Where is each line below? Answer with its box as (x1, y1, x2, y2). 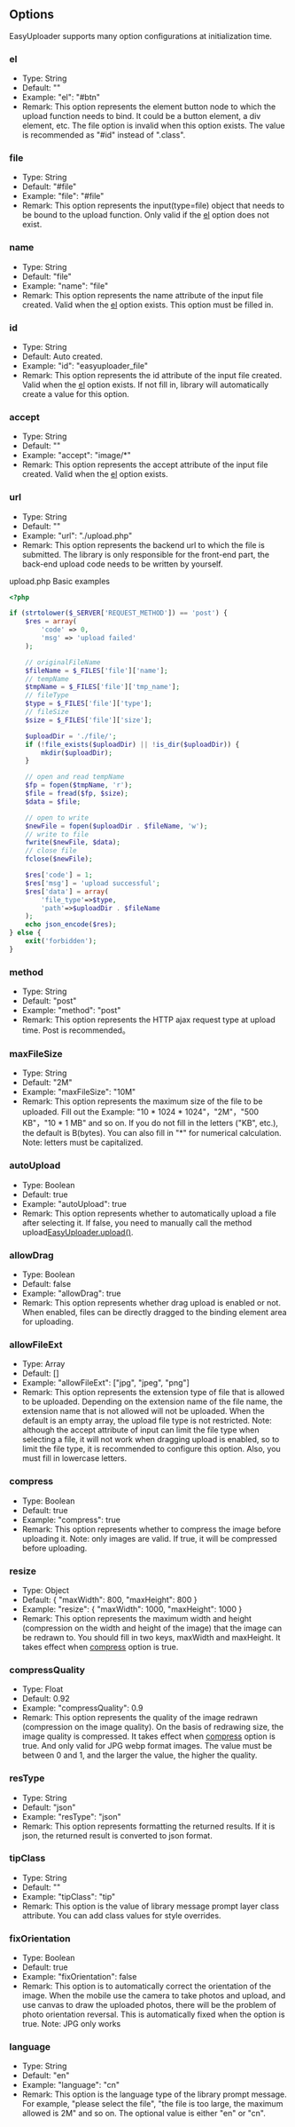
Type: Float (21, 1684, 64, 1694)
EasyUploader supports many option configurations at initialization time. (9, 30, 273, 41)
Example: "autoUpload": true (21, 1198, 127, 1209)
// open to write (25, 813, 89, 822)
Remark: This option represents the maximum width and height (21, 1613, 252, 1623)
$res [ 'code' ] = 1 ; (25, 870, 93, 880)
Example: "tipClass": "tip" (21, 1891, 116, 1901)
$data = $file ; (25, 797, 82, 806)
